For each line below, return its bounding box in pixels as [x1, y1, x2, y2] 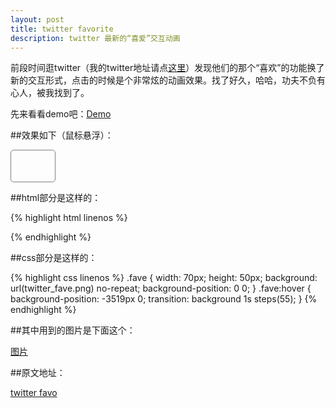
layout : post [10, 14, 65, 25]
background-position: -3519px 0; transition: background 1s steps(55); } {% [10, 293, 318, 305]
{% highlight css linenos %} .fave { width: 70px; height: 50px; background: [10, 272, 318, 284]
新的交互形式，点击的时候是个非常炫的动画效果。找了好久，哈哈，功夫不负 [10, 74, 317, 86]
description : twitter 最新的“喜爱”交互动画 [10, 33, 181, 43]
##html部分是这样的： [10, 192, 102, 204]
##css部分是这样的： [10, 252, 98, 264]
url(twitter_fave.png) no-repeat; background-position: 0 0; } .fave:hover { [10, 282, 312, 295]
